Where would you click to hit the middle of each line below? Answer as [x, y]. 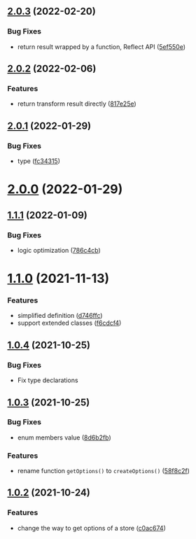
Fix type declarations [48, 380]
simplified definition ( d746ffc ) [60, 316]
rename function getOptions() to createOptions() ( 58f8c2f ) [104, 471]
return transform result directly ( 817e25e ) [77, 104]
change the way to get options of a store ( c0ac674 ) [92, 528]
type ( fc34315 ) [39, 161]
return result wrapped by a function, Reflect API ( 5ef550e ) [101, 47]
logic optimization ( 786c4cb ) [59, 250]
